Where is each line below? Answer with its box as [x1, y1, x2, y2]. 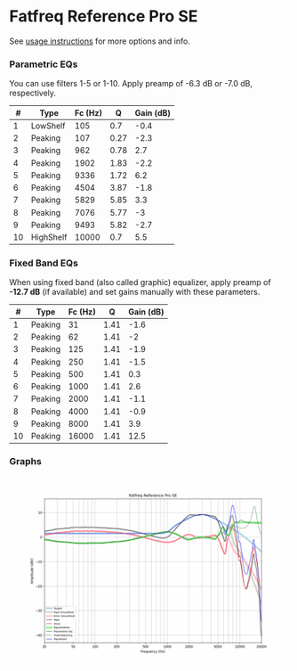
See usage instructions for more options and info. [9, 36, 191, 46]
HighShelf [30, 232, 68, 242]
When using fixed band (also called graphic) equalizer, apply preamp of [9, 277, 271, 288]
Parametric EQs [9, 58, 78, 70]
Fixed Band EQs [9, 257, 78, 269]
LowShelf [30, 120, 66, 131]
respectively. [9, 87, 56, 99]
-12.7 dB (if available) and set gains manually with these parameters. [9, 287, 261, 298]
